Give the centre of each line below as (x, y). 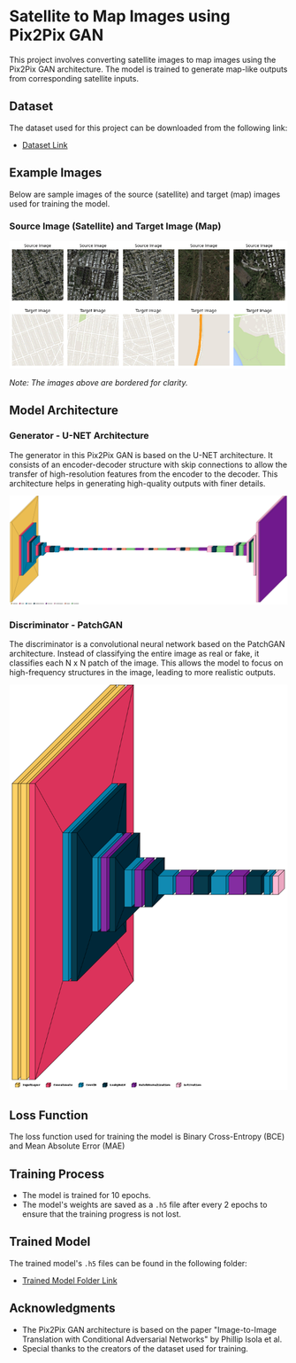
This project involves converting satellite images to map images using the (143, 59)
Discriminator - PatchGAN (66, 625)
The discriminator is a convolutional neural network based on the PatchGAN (147, 644)
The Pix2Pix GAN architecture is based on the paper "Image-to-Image (149, 1329)
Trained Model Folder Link (69, 1280)
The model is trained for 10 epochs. (87, 1195)
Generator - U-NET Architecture (79, 436)
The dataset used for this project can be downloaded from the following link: (148, 128)
